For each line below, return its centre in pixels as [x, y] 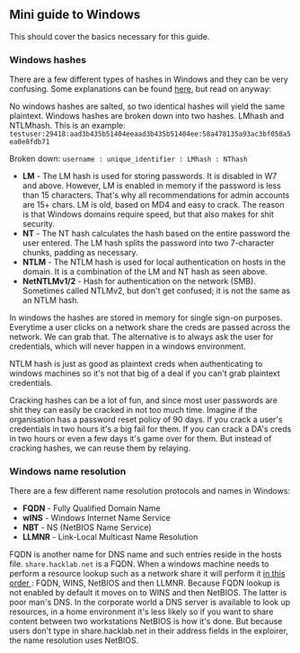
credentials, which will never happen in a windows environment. [128, 346]
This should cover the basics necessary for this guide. [110, 36]
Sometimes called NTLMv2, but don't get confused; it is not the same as [156, 291]
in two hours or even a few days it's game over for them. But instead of [141, 439]
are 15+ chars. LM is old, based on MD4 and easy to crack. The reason [153, 205]
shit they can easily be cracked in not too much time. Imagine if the [133, 410]
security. [39, 224]
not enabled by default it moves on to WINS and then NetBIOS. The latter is [148, 593]
